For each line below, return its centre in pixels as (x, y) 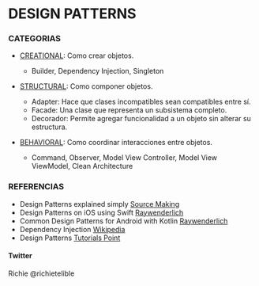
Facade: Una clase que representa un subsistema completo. (129, 110)
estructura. (49, 127)
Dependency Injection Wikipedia (72, 229)
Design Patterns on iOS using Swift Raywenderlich (101, 212)
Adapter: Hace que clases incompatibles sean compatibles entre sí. (141, 102)
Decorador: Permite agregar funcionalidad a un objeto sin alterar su (141, 119)
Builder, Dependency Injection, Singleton (98, 71)
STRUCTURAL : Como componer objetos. (86, 86)
